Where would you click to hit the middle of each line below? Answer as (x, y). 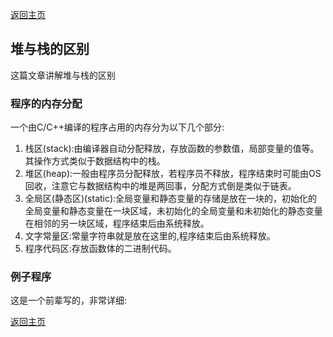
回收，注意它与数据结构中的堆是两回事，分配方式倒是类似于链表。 (160, 186)
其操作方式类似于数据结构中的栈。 (95, 161)
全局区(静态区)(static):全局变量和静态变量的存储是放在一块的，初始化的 (171, 199)
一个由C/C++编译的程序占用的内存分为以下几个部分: (117, 127)
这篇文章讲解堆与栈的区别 (63, 75)
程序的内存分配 (46, 103)
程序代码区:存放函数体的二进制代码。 (100, 249)
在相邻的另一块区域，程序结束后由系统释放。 (117, 224)
